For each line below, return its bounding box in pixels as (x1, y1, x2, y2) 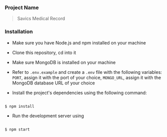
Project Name (5, 4, 39, 11)
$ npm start (5, 127, 30, 132)
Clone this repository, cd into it (12, 50, 76, 56)
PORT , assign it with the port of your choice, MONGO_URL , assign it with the (12, 74, 161, 80)
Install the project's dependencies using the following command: (12, 89, 147, 96)
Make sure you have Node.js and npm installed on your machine (12, 39, 146, 45)
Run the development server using (12, 113, 84, 119)
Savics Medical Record (17, 16, 65, 22)
